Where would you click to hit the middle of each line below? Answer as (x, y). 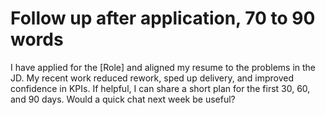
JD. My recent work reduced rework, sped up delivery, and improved (152, 78)
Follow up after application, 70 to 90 (163, 18)
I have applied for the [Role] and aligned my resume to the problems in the (163, 67)
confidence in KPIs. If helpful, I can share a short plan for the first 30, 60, (160, 88)
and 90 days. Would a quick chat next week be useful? (123, 99)
